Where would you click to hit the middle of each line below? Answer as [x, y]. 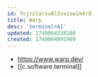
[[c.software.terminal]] [49, 67]
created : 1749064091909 [42, 40]
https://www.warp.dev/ [50, 59]
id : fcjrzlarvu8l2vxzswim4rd [49, 14]
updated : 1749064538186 [42, 33]
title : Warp [24, 20]
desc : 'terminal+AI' [37, 26]
